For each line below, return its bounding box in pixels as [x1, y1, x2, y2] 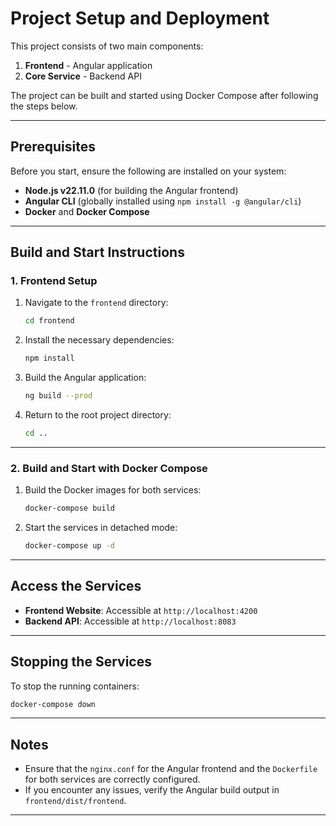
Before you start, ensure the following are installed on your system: [10, 165, 287, 177]
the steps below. [10, 100, 78, 112]
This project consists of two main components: [10, 40, 204, 52]
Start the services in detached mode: [24, 522, 178, 534]
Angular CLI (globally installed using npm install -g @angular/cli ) [24, 195, 302, 207]
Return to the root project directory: [24, 409, 172, 421]
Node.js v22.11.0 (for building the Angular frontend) [24, 184, 239, 196]
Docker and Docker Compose [24, 205, 150, 217]
